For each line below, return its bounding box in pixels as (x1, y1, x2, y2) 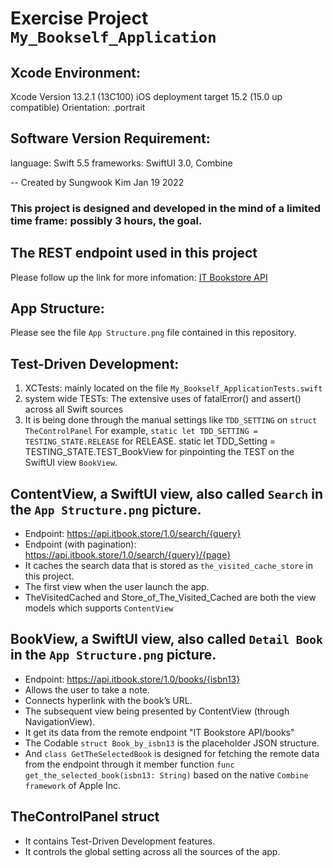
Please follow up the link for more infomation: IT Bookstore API (10, 271, 268, 283)
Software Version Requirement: (10, 130, 211, 147)
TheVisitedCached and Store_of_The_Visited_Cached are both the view (24, 591, 317, 603)
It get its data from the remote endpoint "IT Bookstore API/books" (24, 726, 295, 738)
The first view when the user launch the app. (24, 580, 210, 592)
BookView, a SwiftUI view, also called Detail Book (10, 631, 323, 648)
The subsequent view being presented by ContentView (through (24, 705, 290, 717)
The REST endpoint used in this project (10, 245, 258, 262)
